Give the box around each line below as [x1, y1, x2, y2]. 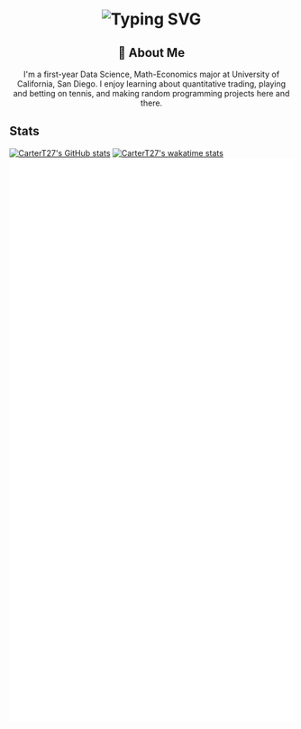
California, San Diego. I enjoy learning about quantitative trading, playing [16, 78, 287, 89]
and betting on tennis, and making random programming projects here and [13, 88, 290, 98]
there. [140, 97, 163, 108]
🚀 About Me [117, 45, 186, 60]
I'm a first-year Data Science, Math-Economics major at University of [23, 69, 280, 79]
